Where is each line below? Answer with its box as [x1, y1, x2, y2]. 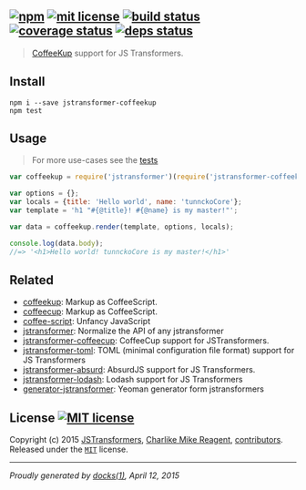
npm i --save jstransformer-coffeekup [9, 97, 157, 107]
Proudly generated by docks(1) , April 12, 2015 [9, 470, 180, 481]
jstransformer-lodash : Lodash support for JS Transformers [22, 374, 243, 385]
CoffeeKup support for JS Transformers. [31, 47, 184, 58]
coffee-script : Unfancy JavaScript [22, 316, 151, 327]
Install [9, 74, 46, 89]
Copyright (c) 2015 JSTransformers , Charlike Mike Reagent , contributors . [9, 434, 284, 445]
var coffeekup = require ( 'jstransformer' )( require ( [9, 172, 209, 182]
